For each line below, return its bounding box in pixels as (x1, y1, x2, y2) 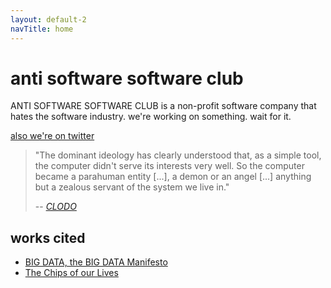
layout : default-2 (10, 14, 87, 25)
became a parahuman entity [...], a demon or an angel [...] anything (34, 171, 312, 183)
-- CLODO (34, 201, 77, 213)
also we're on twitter (10, 130, 95, 142)
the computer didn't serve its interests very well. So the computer (34, 160, 305, 172)
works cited (10, 229, 86, 246)
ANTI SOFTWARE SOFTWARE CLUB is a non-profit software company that (10, 100, 317, 112)
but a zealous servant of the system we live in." (34, 181, 230, 193)
